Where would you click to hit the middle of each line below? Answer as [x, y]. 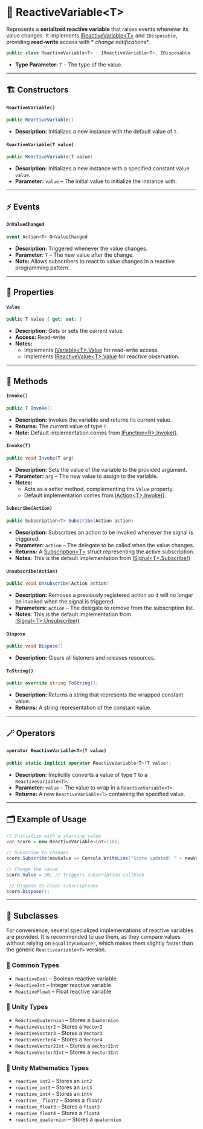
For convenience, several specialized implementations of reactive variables [100, 930]
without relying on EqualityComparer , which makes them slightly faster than [100, 943]
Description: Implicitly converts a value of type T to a [81, 774]
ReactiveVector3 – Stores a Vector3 [59, 1033]
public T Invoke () [29, 408]
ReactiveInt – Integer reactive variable [63, 985]
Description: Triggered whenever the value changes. [81, 248]
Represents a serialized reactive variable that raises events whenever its [98, 29]
